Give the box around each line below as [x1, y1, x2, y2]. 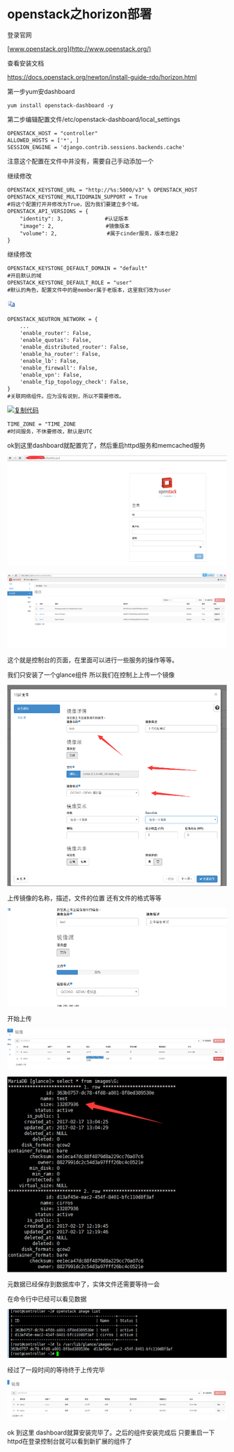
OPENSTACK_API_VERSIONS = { [7, 208, 89, 214]
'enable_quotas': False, [19, 336, 92, 343]
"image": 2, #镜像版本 [19, 222, 130, 230]
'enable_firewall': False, [19, 364, 98, 371]
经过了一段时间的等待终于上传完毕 [7, 1366, 105, 1374]
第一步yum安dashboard [7, 87, 75, 95]
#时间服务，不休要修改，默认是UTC [7, 428, 93, 435]
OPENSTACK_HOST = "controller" [7, 130, 98, 136]
